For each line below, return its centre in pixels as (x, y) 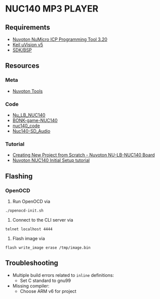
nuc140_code (26, 126)
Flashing (19, 176)
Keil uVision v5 (28, 45)
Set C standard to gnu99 (45, 280)
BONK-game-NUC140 (35, 120)
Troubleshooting (32, 263)
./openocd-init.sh (24, 211)
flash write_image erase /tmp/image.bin (48, 247)
